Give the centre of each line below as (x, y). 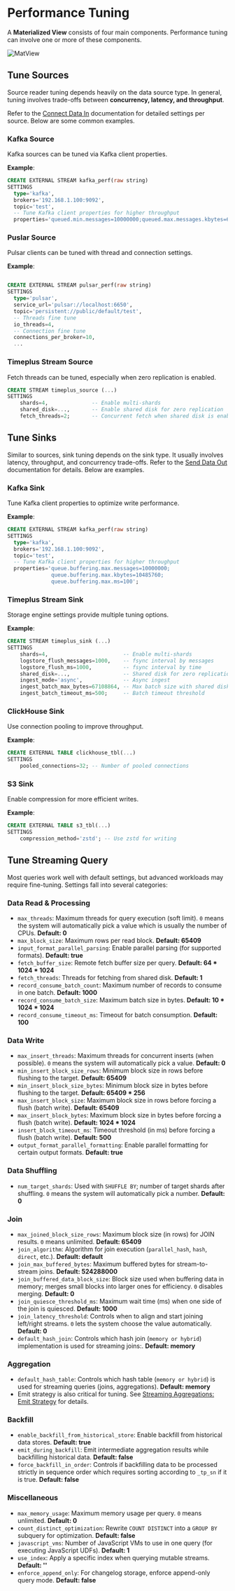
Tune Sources (38, 75)
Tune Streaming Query (58, 861)
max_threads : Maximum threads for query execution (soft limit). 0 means (121, 918)
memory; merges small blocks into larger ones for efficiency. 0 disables (120, 1286)
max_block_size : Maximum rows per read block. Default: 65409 (109, 941)
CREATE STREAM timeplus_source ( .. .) (62, 390)
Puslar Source (31, 237)
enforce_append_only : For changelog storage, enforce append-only (114, 1572)
